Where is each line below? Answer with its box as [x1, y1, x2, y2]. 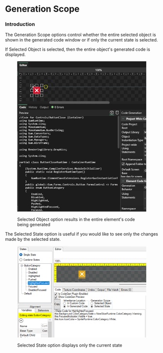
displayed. [5, 52, 26, 58]
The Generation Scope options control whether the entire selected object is [5, 32, 156, 38]
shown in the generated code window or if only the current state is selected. [5, 37, 158, 43]
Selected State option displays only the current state [17, 342, 123, 348]
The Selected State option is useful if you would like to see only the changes [5, 231, 158, 237]
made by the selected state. [5, 236, 61, 242]
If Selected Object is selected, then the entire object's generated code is [5, 46, 150, 52]
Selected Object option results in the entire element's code [17, 216, 135, 222]
